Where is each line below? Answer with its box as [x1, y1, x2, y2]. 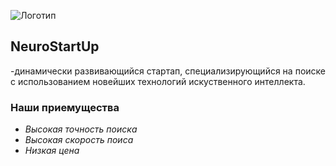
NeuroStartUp [10, 38, 100, 55]
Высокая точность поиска [24, 123, 138, 135]
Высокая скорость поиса [24, 134, 134, 146]
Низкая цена [24, 145, 80, 157]
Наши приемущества [10, 100, 120, 114]
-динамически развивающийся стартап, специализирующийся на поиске [10, 65, 326, 77]
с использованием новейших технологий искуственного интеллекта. [10, 75, 306, 87]
